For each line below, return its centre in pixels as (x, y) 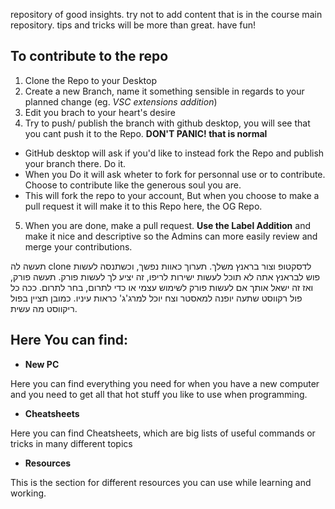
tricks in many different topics (71, 443)
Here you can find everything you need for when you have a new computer (165, 383)
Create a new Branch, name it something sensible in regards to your (164, 91)
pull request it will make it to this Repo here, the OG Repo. (143, 206)
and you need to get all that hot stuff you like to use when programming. (159, 394)
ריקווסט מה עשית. (44, 308)
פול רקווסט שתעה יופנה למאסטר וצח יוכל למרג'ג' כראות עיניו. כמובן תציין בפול (156, 298)
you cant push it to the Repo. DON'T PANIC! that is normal (146, 133)
